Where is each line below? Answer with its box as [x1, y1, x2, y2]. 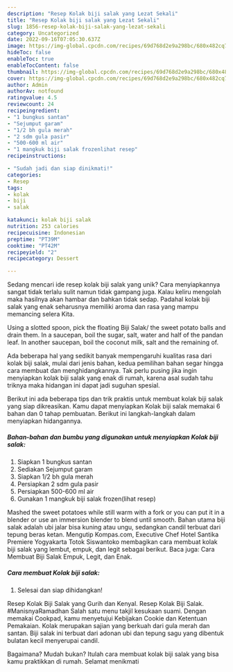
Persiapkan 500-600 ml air [17, 488, 94, 496]
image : [7, 42, 26, 49]
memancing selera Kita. [7, 310, 75, 319]
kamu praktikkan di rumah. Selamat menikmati [7, 657, 139, 666]
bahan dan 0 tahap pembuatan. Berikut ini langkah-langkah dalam [7, 410, 196, 418]
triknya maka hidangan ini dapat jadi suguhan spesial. [7, 381, 161, 390]
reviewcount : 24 [7, 101, 54, 108]
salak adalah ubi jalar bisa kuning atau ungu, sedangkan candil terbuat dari [7, 523, 221, 531]
